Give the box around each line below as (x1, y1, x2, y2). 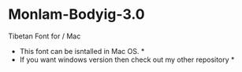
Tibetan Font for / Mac (8, 31, 81, 41)
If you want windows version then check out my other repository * (19, 55, 235, 64)
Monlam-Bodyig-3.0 (8, 5, 145, 23)
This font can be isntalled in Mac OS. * (19, 46, 145, 56)
